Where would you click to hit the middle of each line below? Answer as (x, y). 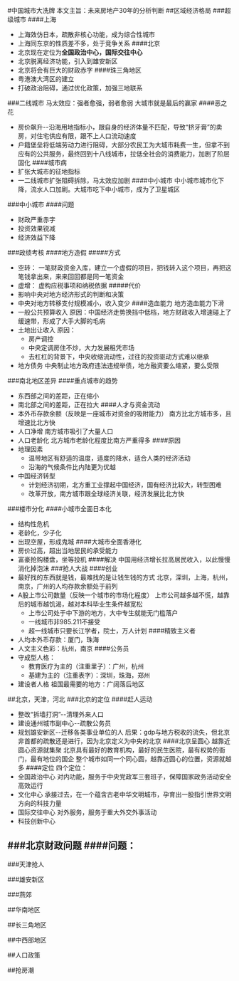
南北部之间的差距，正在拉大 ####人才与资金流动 (89, 405)
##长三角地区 (27, 925)
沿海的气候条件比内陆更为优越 (72, 467)
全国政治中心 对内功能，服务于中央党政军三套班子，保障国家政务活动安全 (124, 777)
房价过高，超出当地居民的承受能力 (68, 551)
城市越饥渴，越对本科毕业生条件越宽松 (86, 604)
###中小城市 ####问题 (41, 204)
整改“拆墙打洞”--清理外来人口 (61, 714)
